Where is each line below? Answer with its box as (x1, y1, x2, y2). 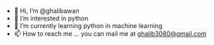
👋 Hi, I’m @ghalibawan (13, 7, 80, 15)
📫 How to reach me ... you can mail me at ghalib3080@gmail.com (13, 30, 207, 38)
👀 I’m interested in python (13, 14, 89, 22)
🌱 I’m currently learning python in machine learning (13, 22, 163, 30)
